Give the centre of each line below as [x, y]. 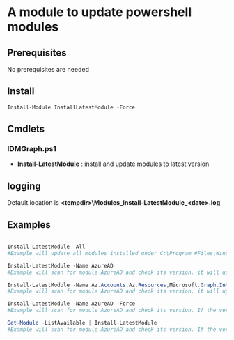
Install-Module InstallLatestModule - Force [71, 107]
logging [24, 186]
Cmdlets [26, 129]
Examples [29, 225]
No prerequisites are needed [48, 69]
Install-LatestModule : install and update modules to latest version [113, 164]
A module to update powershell [100, 12]
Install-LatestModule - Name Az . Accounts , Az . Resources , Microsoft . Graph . [113, 285]
